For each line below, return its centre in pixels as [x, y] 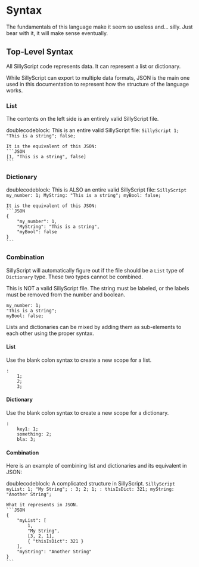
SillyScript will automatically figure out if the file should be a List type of [95, 270]
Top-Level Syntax [40, 52]
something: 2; [34, 434]
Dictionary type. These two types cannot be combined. [74, 277]
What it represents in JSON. [42, 505]
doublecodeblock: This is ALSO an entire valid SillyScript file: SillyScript [96, 190]
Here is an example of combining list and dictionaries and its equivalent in [97, 466]
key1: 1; [28, 429]
